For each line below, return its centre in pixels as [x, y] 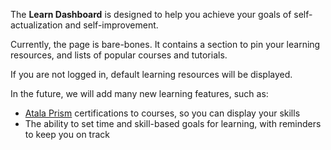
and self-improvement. [111, 25]
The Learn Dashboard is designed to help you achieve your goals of [151, 14]
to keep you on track [67, 134]
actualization [36, 25]
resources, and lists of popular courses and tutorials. [119, 55]
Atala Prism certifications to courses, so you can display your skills [162, 113]
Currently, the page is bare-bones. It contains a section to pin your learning [165, 44]
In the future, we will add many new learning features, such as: [139, 93]
